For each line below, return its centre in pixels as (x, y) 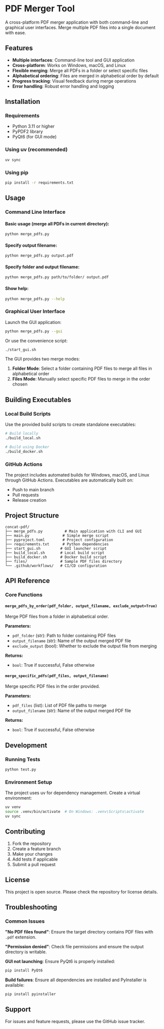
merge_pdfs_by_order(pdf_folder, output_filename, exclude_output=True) (81, 606)
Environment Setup (29, 782)
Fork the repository (32, 843)
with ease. (16, 32)
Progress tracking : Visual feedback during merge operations (74, 81)
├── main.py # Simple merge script (57, 535)
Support (18, 1010)
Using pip (17, 172)
